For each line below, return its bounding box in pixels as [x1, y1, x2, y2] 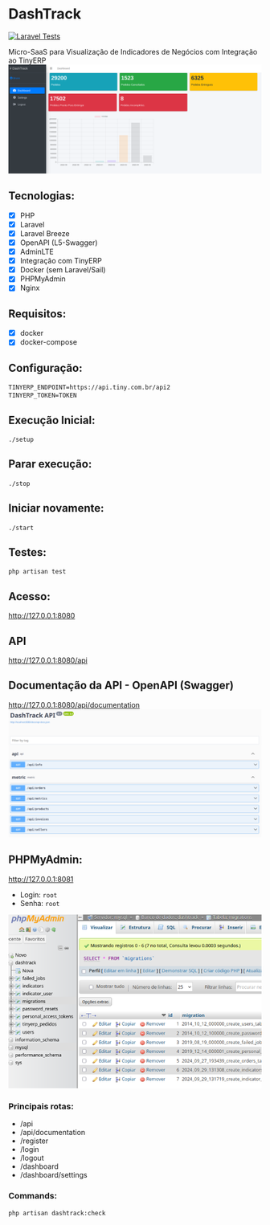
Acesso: [8, 590, 51, 603]
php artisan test [8, 568, 67, 576]
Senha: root [19, 898, 60, 908]
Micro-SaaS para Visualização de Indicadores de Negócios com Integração [8, 47, 258, 56]
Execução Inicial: [8, 413, 96, 427]
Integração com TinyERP [19, 256, 102, 266]
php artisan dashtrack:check [8, 1210, 106, 1218]
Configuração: [8, 361, 83, 374]
